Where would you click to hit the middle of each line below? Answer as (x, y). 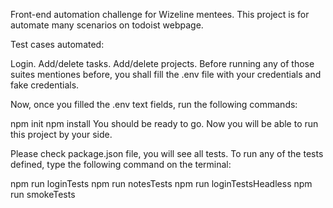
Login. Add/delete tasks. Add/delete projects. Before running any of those (162, 63)
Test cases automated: (57, 44)
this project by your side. (61, 134)
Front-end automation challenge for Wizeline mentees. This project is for (160, 14)
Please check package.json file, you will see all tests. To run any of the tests (167, 153)
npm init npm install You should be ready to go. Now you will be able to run (164, 123)
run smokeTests (43, 194)
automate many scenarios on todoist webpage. (107, 25)
